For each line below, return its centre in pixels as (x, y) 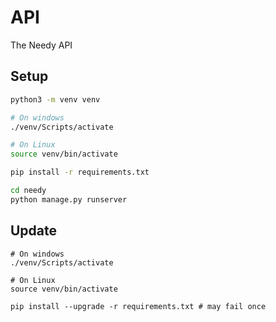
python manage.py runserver (69, 199)
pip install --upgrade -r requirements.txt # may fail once (138, 306)
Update (34, 231)
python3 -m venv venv (55, 99)
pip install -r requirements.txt (80, 172)
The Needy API (41, 45)
